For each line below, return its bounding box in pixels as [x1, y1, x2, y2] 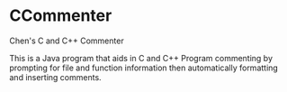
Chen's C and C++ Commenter [9, 35, 124, 46]
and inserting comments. [9, 71, 102, 82]
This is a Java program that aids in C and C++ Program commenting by [9, 52, 273, 63]
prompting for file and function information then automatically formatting [9, 62, 279, 73]
